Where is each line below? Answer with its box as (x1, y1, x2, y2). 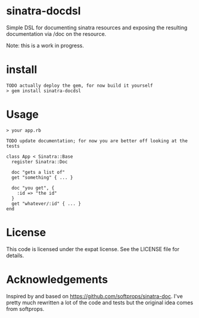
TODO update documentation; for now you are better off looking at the (6, 137, 188, 144)
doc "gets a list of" (11, 169, 66, 175)
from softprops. (6, 305, 45, 312)
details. (6, 252, 24, 259)
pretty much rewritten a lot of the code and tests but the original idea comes (6, 299, 194, 306)
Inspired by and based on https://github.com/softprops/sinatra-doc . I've (6, 292, 183, 299)
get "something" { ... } (11, 175, 73, 181)
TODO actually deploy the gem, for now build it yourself (6, 82, 153, 88)
